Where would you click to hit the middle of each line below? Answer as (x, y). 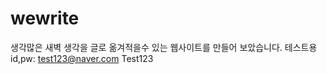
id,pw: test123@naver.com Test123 (82, 58)
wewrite (45, 18)
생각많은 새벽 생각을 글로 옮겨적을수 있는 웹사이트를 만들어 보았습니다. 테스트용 (164, 47)
